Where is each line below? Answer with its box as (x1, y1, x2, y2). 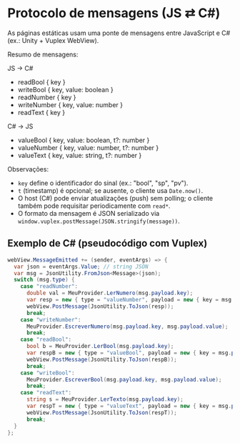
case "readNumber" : (20, 283, 79, 290)
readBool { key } (17, 77, 66, 86)
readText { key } (17, 108, 66, 116)
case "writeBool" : (20, 369, 75, 377)
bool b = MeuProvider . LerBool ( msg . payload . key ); (26, 343, 174, 350)
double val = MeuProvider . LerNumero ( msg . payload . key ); (26, 289, 194, 297)
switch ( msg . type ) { (14, 277, 75, 284)
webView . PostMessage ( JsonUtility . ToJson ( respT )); (26, 409, 177, 416)
